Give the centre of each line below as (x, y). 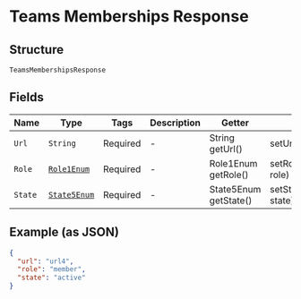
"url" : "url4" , (46, 261)
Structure (37, 50)
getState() (231, 201)
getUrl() (226, 149)
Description (175, 123)
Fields (27, 97)
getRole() (229, 175)
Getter (235, 123)
